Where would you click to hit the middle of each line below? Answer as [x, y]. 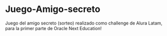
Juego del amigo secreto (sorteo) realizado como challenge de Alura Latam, [84, 23]
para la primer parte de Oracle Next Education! [53, 28]
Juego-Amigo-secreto [53, 9]
